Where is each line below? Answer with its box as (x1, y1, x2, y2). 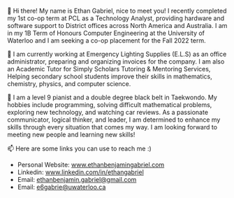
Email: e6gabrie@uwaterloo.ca (17, 183, 106, 191)
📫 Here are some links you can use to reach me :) (7, 144, 152, 153)
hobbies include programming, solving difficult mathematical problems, (7, 101, 212, 108)
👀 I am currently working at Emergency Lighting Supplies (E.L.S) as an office (7, 50, 227, 58)
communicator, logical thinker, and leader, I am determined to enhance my (7, 115, 221, 124)
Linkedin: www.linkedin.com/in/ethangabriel (17, 168, 145, 176)
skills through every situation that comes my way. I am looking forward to (7, 123, 218, 131)
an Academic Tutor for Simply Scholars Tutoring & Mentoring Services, (7, 65, 211, 73)
